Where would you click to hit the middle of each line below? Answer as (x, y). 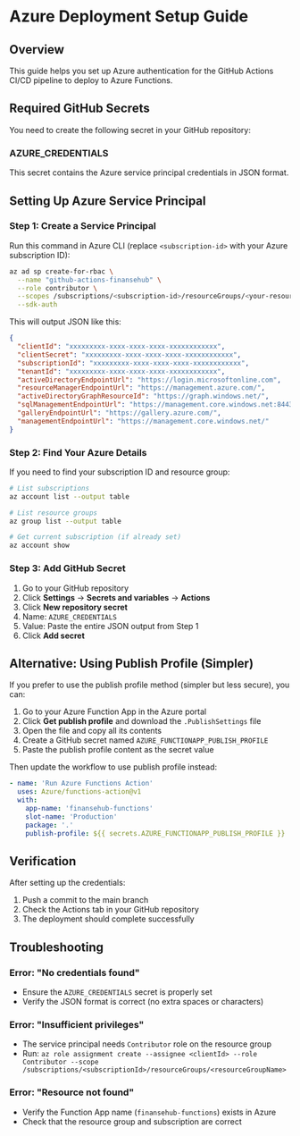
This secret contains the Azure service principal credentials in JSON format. (149, 173)
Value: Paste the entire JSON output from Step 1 (110, 626)
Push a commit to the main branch (85, 900)
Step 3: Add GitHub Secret (68, 568)
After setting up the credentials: (67, 883)
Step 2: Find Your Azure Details (78, 452)
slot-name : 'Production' (71, 816)
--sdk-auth (37, 305)
